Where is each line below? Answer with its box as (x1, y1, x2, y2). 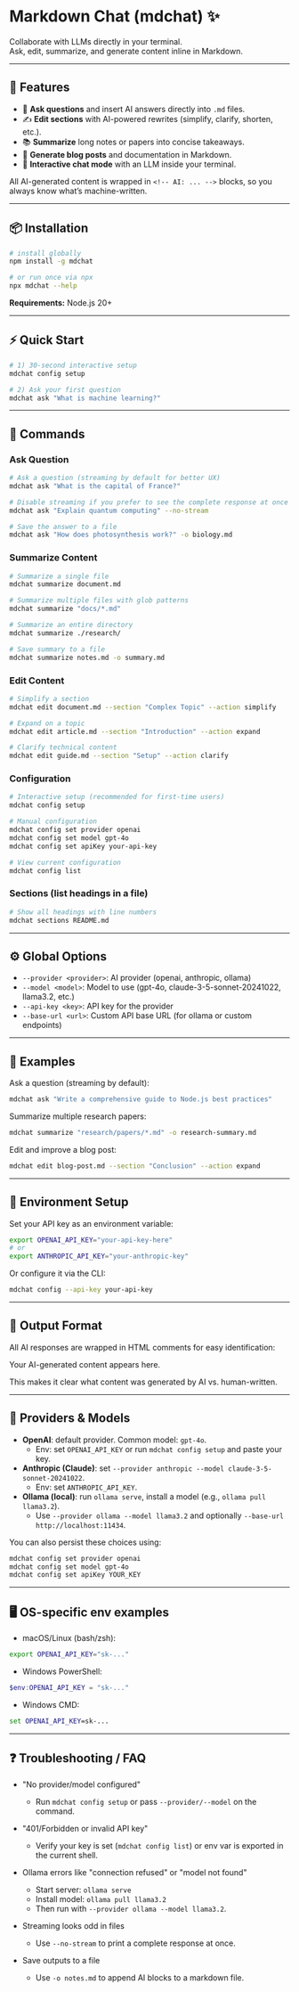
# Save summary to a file (9, 644, 105, 654)
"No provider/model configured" (21, 1779, 141, 1790)
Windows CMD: (21, 1699, 80, 1710)
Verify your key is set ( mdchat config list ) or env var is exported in (35, 1840, 284, 1850)
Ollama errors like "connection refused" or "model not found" (21, 1866, 247, 1877)
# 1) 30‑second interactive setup (9, 361, 138, 370)
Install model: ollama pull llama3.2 (35, 1893, 167, 1904)
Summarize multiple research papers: (9, 1111, 147, 1122)
